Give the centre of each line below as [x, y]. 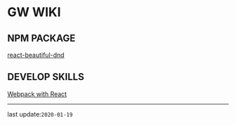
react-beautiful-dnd [36, 55]
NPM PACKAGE [41, 38]
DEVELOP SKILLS [46, 77]
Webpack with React [37, 94]
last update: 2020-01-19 [40, 114]
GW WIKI [34, 12]
